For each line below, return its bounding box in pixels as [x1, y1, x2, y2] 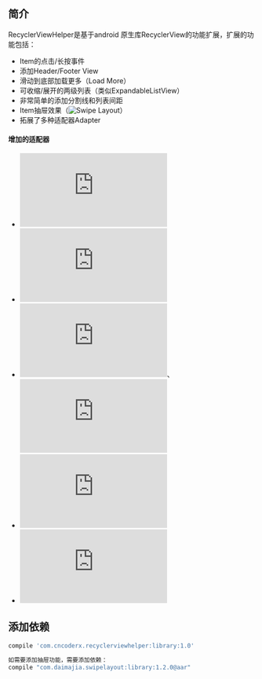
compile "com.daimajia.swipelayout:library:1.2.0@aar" [8, 663, 191, 671]
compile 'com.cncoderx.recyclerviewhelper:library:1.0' [8, 641, 195, 650]
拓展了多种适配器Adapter [19, 115, 101, 124]
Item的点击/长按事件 [19, 56, 85, 65]
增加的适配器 [8, 134, 49, 144]
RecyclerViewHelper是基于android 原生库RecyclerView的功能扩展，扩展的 [8, 30, 248, 39]
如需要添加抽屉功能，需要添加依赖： [8, 655, 108, 664]
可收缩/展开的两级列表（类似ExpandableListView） [19, 86, 184, 95]
